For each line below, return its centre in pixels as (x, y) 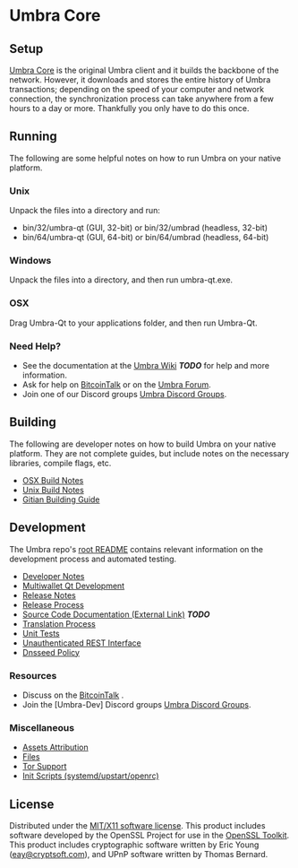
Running (34, 137)
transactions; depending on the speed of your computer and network (137, 89)
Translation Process (59, 623)
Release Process (53, 604)
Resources (33, 675)
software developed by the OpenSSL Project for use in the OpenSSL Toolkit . (149, 836)
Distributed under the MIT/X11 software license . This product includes (137, 826)
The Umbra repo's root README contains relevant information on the (136, 549)
